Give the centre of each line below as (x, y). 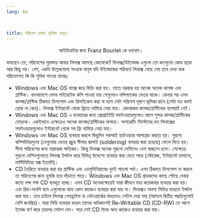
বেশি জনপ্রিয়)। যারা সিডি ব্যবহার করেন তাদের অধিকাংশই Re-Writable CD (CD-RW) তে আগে (102, 202)
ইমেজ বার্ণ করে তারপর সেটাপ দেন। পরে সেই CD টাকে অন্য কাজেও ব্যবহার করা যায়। (88, 209)
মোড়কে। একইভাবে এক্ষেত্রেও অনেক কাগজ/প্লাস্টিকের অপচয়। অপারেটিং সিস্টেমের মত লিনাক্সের (95, 121)
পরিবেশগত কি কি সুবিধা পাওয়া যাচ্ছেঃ (37, 76)
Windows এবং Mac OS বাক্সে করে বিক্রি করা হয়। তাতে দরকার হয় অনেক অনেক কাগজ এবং (98, 88)
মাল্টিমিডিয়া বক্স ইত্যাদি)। (37, 162)
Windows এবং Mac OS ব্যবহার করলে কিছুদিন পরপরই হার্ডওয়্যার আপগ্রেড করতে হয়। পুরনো (98, 135)
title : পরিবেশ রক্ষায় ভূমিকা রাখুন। (38, 33)
